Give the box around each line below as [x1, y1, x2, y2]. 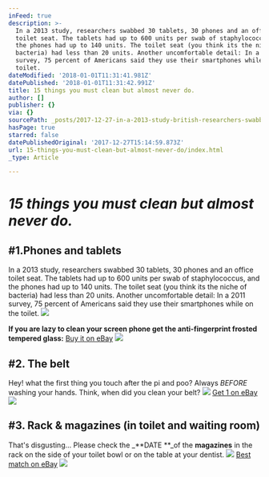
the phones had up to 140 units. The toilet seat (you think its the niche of [8, 282, 247, 292]
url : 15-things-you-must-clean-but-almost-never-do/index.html [8, 146, 224, 154]
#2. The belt [8, 357, 70, 370]
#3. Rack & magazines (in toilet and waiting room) [8, 418, 260, 433]
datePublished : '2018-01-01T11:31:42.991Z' [8, 79, 156, 87]
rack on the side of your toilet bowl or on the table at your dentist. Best [8, 450, 251, 459]
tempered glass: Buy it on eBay [8, 333, 114, 343]
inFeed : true [8, 11, 52, 20]
